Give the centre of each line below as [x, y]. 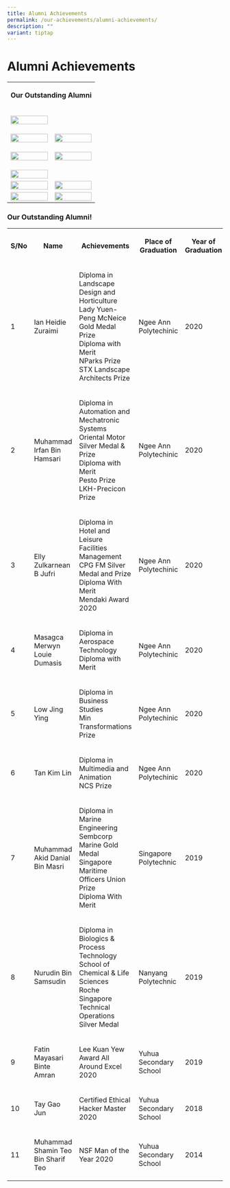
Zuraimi [46, 331]
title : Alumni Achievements [47, 13]
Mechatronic [99, 420]
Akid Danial [52, 858]
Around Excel [100, 1066]
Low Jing [49, 709]
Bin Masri [49, 867]
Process [92, 947]
